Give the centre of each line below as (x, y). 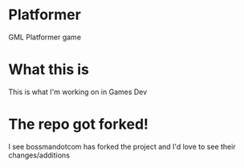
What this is (49, 70)
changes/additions (39, 155)
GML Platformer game (45, 37)
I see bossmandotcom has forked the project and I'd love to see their (122, 146)
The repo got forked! (78, 124)
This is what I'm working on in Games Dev (78, 92)
